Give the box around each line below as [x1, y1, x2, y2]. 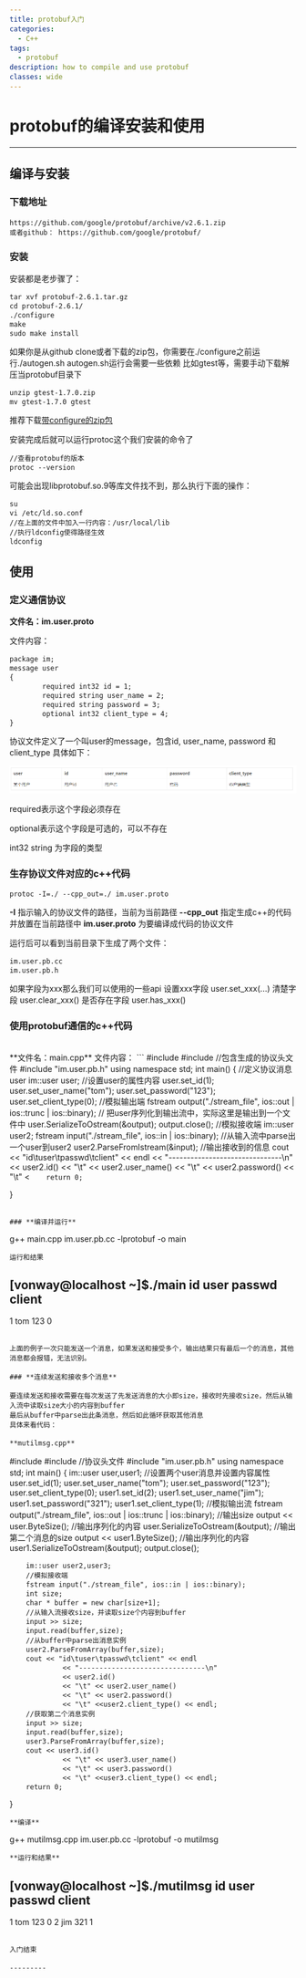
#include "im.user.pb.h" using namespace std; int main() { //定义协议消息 [19, 1063, 293, 1074]
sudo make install [9, 328, 79, 338]
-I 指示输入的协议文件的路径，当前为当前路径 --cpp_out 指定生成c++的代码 [9, 907, 291, 918]
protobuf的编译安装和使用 [9, 116, 205, 137]
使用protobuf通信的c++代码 [9, 1020, 133, 1033]
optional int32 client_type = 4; [42, 710, 169, 719]
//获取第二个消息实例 [25, 1710, 96, 1719]
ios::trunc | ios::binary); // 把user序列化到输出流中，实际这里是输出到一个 [9, 1107, 283, 1118]
